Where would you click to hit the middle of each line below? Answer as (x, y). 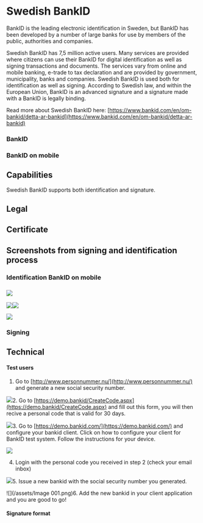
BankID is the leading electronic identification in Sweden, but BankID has (98, 28)
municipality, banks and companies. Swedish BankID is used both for (93, 79)
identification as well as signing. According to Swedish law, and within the (99, 85)
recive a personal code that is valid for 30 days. (66, 413)
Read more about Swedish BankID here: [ (58, 110)
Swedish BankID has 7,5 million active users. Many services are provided (98, 52)
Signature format (28, 513)
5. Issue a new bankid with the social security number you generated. (100, 481)
